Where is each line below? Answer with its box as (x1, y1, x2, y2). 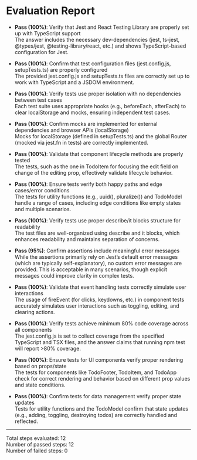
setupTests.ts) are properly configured (14, 66, 108, 73)
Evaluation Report (6, 4, 95, 18)
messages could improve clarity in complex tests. (14, 272, 134, 279)
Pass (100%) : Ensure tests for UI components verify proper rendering (14, 356, 184, 363)
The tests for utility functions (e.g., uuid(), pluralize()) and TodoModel (14, 193, 182, 200)
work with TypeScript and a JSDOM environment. (14, 78, 135, 86)
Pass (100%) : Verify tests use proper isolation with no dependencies (14, 90, 181, 97)
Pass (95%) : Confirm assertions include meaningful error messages (14, 247, 180, 254)
